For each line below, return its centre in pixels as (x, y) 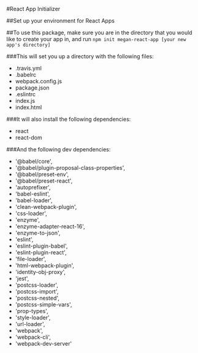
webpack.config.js (39, 81)
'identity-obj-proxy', (40, 272)
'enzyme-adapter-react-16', (50, 226)
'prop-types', (32, 311)
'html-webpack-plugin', (45, 265)
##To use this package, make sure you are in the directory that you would (99, 32)
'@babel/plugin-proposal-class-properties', (70, 168)
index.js (25, 101)
